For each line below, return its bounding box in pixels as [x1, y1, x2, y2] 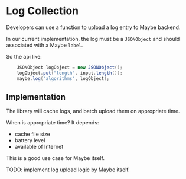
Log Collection [6, 4, 79, 18]
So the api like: [6, 53, 43, 60]
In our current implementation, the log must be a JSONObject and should [6, 35, 180, 42]
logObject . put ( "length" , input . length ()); [17, 70, 123, 76]
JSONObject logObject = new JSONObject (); [17, 64, 123, 71]
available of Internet [14, 143, 64, 151]
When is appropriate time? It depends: [6, 119, 99, 126]
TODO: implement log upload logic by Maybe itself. [6, 166, 130, 173]
